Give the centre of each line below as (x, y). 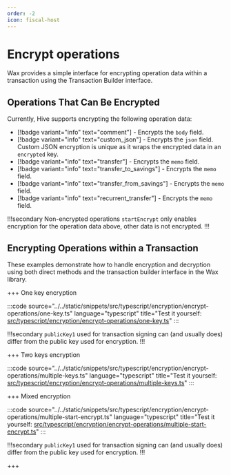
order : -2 (21, 13)
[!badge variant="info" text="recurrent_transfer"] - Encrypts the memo (115, 198)
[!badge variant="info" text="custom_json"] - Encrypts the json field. (115, 139)
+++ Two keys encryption (44, 355)
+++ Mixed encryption (39, 396)
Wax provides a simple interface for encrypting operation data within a (107, 73)
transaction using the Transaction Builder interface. (80, 81)
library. (17, 280)
